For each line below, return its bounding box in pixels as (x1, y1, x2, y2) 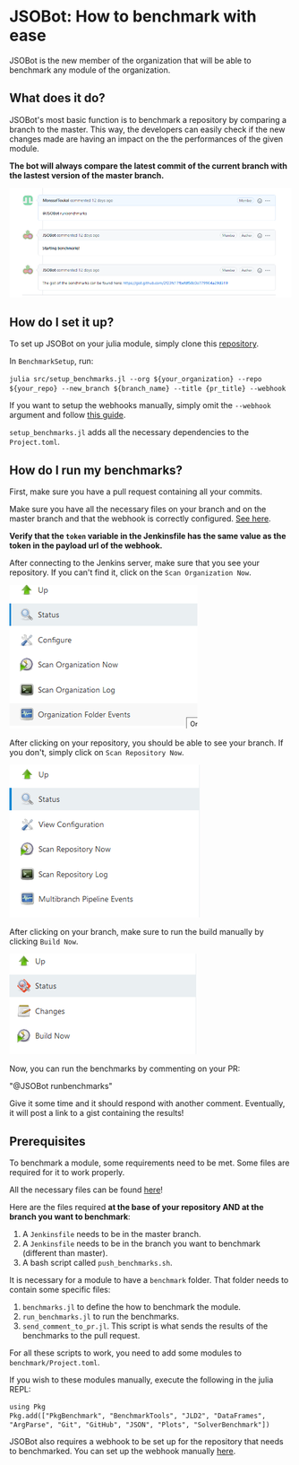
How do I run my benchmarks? (9, 462, 184, 477)
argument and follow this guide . (9, 410, 126, 421)
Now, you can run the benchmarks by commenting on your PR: (9, 1063, 241, 1074)
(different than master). (21, 1248, 108, 1259)
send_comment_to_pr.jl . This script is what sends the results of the (21, 1321, 269, 1331)
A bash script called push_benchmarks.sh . (21, 1258, 173, 1269)
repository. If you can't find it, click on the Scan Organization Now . (9, 567, 252, 578)
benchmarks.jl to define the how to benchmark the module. (21, 1302, 242, 1312)
